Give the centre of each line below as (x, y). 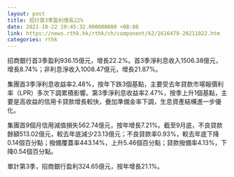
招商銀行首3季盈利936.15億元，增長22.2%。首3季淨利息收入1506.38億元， (115, 61)
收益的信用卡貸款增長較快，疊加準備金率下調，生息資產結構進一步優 (123, 101)
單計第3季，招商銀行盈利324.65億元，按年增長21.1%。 (86, 167)
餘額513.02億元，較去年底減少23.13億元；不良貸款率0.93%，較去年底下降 (113, 134)
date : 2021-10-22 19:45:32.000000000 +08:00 (73, 27)
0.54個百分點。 (35, 152)
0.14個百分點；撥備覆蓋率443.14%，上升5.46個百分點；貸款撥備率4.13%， (114, 143)
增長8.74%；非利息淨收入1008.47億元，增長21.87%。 (85, 69)
